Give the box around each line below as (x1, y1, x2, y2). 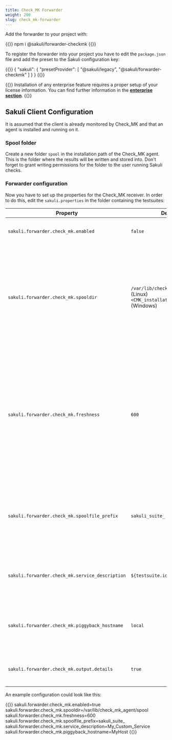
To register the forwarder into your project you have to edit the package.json (5, 51, 166, 57)
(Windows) (131, 302, 158, 309)
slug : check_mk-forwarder (5, 17, 60, 22)
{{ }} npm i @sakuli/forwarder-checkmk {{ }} (5, 41, 96, 47)
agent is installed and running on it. (5, 127, 79, 133)
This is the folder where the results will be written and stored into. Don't (5, 156, 156, 163)
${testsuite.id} (131, 572, 170, 578)
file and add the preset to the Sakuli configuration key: (5, 56, 120, 63)
